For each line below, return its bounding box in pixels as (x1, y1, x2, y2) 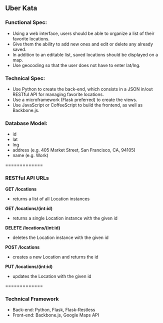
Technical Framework (5, 295, 59, 302)
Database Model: (5, 119, 47, 126)
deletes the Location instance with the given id (12, 234, 109, 240)
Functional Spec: (5, 19, 47, 26)
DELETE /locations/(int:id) (5, 224, 60, 230)
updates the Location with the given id (12, 273, 91, 279)
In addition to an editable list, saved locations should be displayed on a (12, 51, 158, 57)
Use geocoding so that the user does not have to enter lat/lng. (12, 62, 141, 68)
